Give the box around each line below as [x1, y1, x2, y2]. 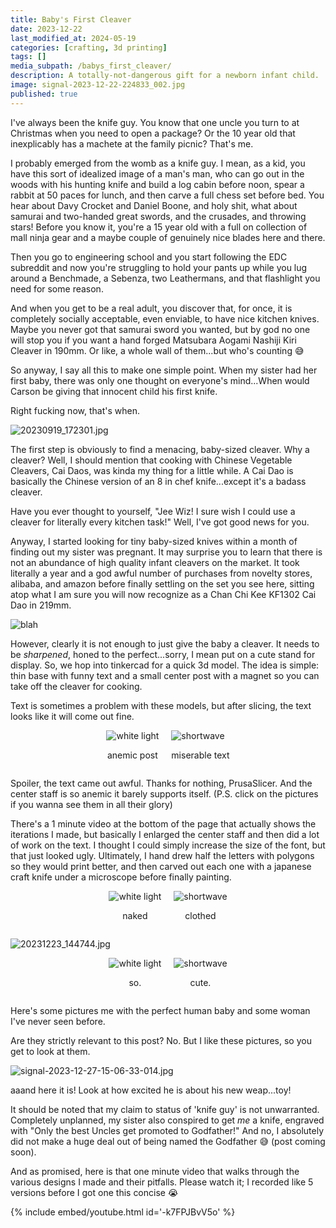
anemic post [106, 749, 158, 761]
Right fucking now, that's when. [10, 404, 140, 416]
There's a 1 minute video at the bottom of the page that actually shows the [10, 817, 317, 830]
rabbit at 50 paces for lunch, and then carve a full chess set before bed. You [10, 189, 325, 201]
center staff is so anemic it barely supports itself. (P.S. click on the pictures [10, 787, 319, 800]
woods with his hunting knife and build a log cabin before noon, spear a [10, 178, 305, 190]
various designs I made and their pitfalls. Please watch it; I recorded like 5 [10, 1176, 314, 1188]
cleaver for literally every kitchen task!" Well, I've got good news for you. [10, 516, 310, 528]
